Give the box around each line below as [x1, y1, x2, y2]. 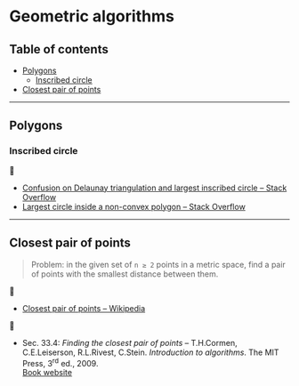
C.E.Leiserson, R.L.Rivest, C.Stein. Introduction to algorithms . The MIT [21, 347, 279, 358]
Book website [21, 367, 73, 378]
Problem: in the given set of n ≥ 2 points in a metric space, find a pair [30, 259, 287, 269]
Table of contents [9, 42, 109, 57]
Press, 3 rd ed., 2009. [21, 356, 99, 368]
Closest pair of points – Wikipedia [21, 302, 146, 313]
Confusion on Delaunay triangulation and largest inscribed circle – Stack [21, 182, 287, 193]
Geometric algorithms [9, 6, 175, 27]
